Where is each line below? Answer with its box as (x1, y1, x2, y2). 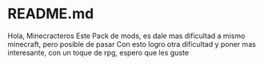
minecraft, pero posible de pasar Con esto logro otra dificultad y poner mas (7, 39, 257, 48)
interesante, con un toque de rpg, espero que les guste (7, 48, 190, 57)
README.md (7, 5, 94, 23)
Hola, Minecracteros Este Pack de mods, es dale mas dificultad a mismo (7, 31, 246, 40)
